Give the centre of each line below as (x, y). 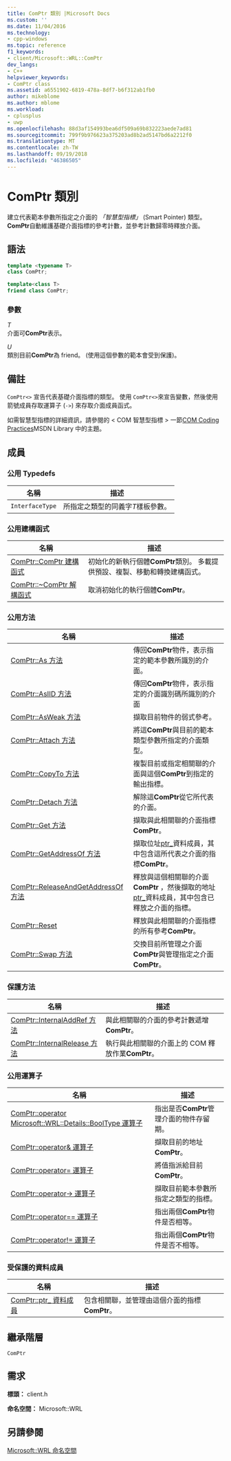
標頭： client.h (27, 1394)
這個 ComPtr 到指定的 (180, 774)
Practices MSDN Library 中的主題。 (56, 429)
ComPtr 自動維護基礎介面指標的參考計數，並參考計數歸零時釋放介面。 (106, 226)
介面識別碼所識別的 (178, 694)
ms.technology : (29, 33)
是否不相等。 (182, 1245)
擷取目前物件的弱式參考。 (175, 717)
